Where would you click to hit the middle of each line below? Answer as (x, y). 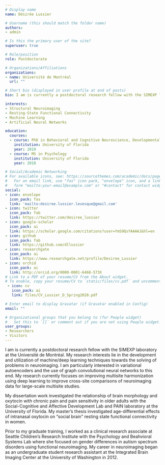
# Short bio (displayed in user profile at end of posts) (66, 91)
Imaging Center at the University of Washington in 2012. (62, 457)
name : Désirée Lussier (28, 14)
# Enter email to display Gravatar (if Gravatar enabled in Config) (77, 304)
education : (16, 131)
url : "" (17, 82)
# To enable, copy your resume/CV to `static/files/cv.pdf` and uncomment (83, 281)
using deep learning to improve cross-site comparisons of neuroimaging (78, 381)
